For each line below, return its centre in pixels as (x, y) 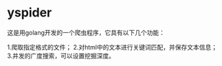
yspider (30, 13)
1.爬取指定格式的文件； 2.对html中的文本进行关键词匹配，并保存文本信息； (112, 47)
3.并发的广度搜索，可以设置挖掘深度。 (61, 56)
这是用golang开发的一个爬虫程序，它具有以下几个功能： (86, 32)
